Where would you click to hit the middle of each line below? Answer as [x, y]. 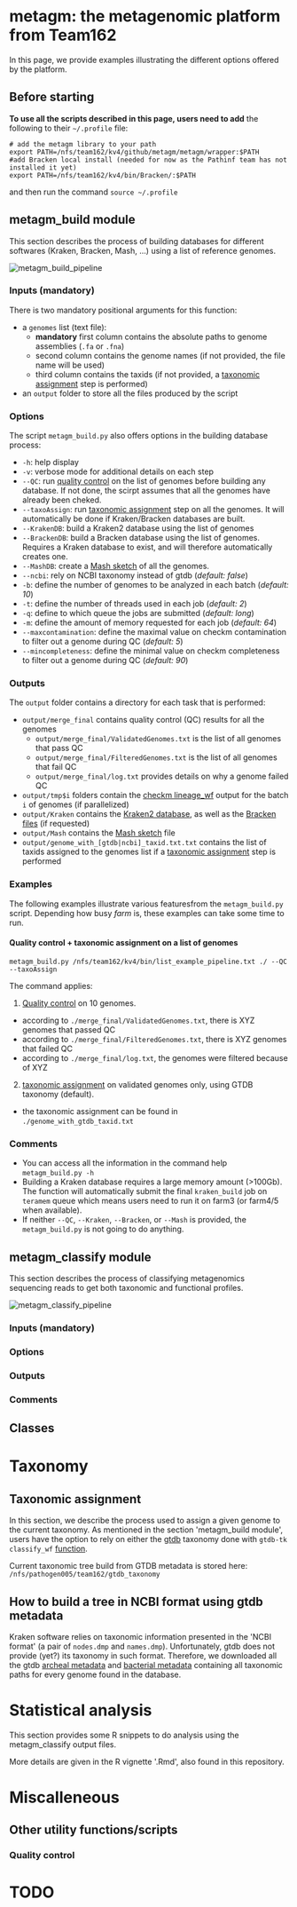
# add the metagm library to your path [83, 144]
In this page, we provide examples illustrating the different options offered [144, 59]
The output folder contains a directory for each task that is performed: [137, 702]
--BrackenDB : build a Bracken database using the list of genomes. [141, 538]
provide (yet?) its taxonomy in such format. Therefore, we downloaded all [143, 1655]
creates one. [45, 557]
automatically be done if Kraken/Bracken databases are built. [133, 519]
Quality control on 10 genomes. [79, 1003]
